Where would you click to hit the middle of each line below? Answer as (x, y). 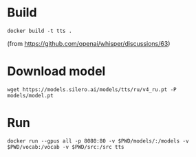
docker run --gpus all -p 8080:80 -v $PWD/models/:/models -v (98, 141)
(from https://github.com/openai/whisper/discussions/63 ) (89, 43)
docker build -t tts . (40, 31)
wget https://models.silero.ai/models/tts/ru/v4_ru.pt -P (92, 89)
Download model (56, 72)
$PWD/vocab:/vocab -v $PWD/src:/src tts (66, 147)
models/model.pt (30, 95)
